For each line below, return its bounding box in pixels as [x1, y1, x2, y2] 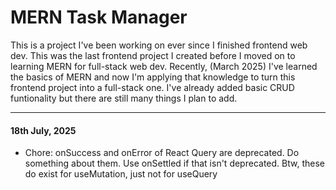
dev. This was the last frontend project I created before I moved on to [10, 49, 296, 61]
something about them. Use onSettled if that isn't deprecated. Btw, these [24, 157, 325, 170]
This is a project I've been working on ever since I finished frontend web [10, 39, 308, 51]
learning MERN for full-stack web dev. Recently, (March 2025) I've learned [10, 60, 318, 72]
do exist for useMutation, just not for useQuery [24, 168, 218, 180]
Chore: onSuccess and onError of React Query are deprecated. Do [24, 147, 300, 159]
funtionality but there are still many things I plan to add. [10, 92, 238, 104]
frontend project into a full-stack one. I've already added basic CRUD [10, 81, 295, 93]
